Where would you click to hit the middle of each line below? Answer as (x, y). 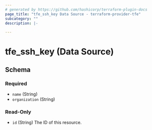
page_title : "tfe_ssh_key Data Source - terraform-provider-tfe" (73, 14)
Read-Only (18, 111)
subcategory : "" (22, 19)
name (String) (25, 94)
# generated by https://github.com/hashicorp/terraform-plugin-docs (76, 9)
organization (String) (33, 99)
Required (16, 83)
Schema (18, 69)
